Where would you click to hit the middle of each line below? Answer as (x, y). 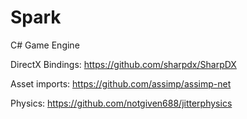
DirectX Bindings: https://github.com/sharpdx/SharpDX (123, 64)
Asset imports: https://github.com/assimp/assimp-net (121, 83)
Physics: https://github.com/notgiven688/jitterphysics (121, 103)
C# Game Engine (45, 45)
